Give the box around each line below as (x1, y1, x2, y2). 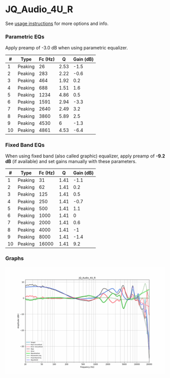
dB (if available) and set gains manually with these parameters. (5, 158, 137, 165)
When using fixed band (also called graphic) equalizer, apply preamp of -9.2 (5, 153, 165, 159)
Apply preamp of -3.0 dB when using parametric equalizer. (5, 45, 128, 51)
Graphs (5, 255, 24, 262)
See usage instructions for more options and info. (5, 20, 109, 26)
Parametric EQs (5, 33, 45, 40)
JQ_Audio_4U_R (5, 4, 74, 15)
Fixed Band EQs (5, 141, 45, 148)
